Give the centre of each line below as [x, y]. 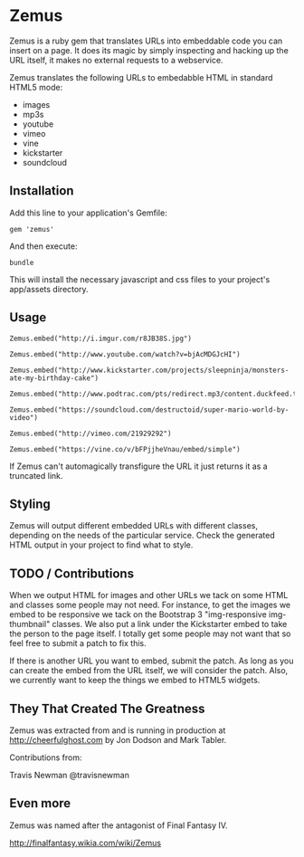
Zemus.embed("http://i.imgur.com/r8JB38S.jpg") [101, 338]
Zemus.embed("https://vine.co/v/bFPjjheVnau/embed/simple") [125, 449]
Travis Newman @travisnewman [69, 775]
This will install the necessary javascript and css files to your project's [140, 279]
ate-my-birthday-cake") [54, 378]
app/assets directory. [49, 289]
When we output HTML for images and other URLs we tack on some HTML [149, 595]
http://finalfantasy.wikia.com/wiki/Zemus [85, 843]
